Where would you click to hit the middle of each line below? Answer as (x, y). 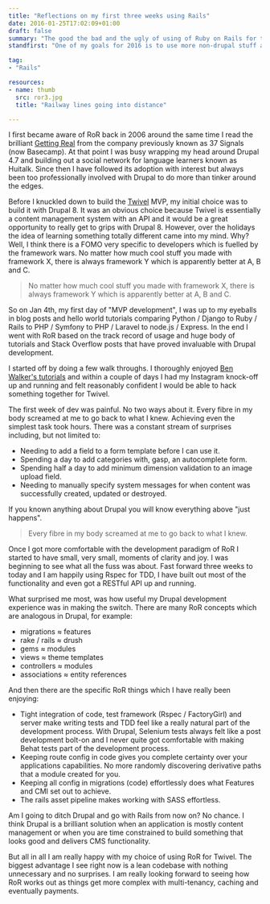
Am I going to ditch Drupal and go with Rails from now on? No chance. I (127, 815)
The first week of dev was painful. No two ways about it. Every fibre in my (131, 410)
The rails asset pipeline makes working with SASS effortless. (120, 800)
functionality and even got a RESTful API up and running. (102, 583)
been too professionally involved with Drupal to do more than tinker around (132, 177)
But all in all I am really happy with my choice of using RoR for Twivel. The (130, 857)
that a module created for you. (70, 774)
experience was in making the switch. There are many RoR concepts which (133, 608)
